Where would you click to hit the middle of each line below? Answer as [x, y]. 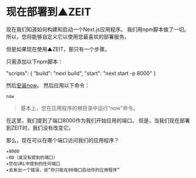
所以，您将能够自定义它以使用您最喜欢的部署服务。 [68, 36]
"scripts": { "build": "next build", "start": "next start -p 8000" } [81, 73]
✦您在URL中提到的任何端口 [33, 164]
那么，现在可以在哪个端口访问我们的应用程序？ [62, 140]
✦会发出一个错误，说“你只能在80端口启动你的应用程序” [63, 170]
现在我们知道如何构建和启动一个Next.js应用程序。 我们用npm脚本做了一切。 [98, 29]
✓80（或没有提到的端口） [32, 158]
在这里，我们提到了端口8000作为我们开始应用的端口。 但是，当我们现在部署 [98, 120]
